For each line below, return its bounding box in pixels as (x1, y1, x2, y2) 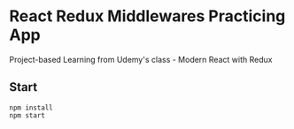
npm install (9, 103, 53, 112)
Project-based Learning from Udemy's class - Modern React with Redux (9, 54, 273, 64)
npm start (9, 110, 46, 120)
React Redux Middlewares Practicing (9, 6, 286, 27)
